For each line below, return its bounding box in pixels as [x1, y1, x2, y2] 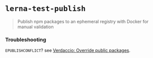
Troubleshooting [5, 36, 46, 43]
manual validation [17, 24, 54, 30]
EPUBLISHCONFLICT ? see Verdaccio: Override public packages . [5, 48, 131, 54]
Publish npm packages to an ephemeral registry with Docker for [17, 18, 149, 24]
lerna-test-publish [5, 4, 86, 13]
